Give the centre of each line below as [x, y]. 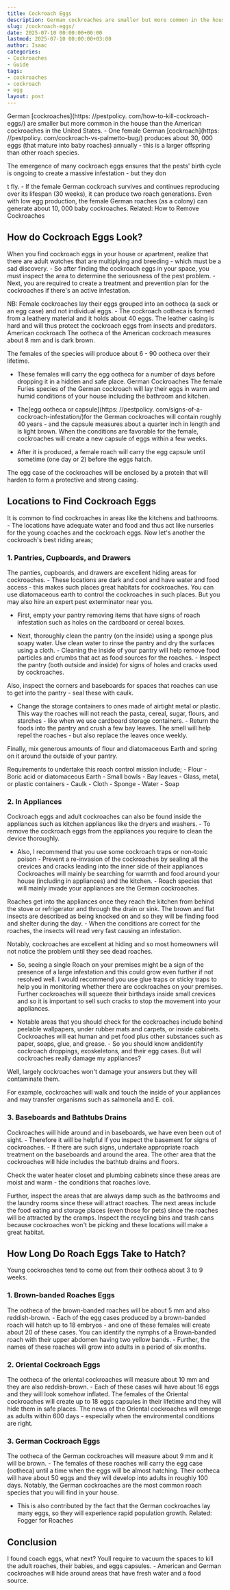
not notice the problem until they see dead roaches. [80, 952]
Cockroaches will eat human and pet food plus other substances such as [120, 1037]
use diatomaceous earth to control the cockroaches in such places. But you [114, 594]
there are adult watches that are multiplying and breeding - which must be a [114, 261]
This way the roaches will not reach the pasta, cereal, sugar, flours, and [118, 713]
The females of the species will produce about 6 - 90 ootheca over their [108, 353]
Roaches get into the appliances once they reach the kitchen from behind [111, 902]
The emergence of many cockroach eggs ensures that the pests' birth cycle [114, 166]
